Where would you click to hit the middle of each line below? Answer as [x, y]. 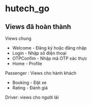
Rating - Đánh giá [30, 88]
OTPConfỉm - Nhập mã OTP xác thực [50, 58]
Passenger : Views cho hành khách [41, 73]
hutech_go [27, 9]
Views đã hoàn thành [38, 27]
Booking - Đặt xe [29, 82]
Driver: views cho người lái [32, 97]
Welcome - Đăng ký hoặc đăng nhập [49, 48]
